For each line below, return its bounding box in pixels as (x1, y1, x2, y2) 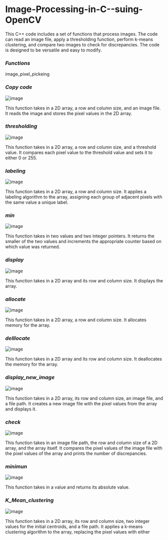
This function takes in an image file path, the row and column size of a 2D (5, 440, 158, 446)
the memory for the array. (5, 362, 59, 368)
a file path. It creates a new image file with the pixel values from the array (5, 400, 157, 406)
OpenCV (5, 14, 42, 26)
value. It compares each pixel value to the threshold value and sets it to (5, 149, 153, 155)
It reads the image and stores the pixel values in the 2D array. (5, 110, 132, 116)
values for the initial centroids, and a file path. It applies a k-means (5, 523, 143, 529)
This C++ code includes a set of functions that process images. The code (5, 31, 158, 37)
